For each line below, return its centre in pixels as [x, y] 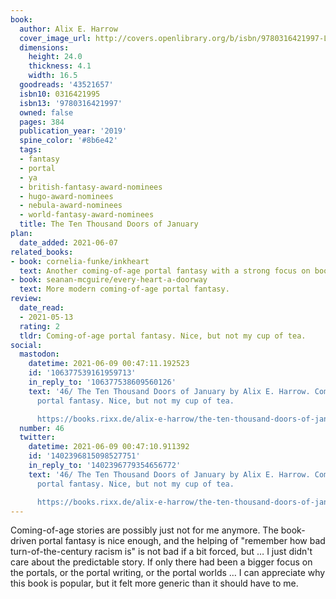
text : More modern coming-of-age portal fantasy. [124, 289]
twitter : [37, 437]
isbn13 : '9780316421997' [71, 103]
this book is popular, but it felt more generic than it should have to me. [154, 583]
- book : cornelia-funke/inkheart [80, 261]
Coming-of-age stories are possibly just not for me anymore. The [144, 530]
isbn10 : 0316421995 [60, 94]
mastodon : [39, 354]
